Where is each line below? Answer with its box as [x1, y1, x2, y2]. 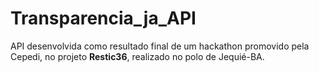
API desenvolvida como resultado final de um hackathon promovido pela [10, 40, 310, 52]
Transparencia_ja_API [10, 7, 197, 30]
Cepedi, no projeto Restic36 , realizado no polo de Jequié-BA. [10, 50, 265, 62]
